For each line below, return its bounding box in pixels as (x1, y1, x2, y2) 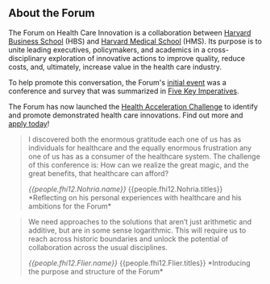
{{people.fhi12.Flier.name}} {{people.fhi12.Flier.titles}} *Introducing (27, 257, 251, 268)
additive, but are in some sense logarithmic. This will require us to (27, 225, 247, 235)
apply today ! (8, 118, 50, 128)
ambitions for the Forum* (27, 201, 112, 211)
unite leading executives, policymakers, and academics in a (8, 44, 206, 55)
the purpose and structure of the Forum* (27, 266, 164, 276)
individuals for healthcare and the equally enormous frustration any (27, 142, 252, 152)
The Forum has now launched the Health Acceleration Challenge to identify (8, 101, 258, 111)
